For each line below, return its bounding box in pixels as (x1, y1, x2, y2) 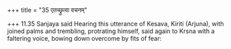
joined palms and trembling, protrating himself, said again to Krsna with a (7, 27, 215, 35)
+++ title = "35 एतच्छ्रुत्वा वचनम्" (7, 6, 88, 14)
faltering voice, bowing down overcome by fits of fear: (7, 35, 162, 42)
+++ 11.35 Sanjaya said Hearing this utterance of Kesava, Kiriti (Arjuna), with (7, 20, 225, 28)
